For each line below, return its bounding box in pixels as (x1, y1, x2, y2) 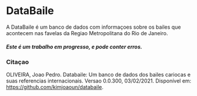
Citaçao (6, 57, 29, 66)
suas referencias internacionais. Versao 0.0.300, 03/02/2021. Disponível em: (6, 77, 192, 84)
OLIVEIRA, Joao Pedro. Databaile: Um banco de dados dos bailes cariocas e (6, 71, 191, 78)
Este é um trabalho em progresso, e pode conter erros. (6, 43, 142, 50)
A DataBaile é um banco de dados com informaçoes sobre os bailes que (6, 23, 181, 30)
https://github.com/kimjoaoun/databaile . (6, 84, 104, 91)
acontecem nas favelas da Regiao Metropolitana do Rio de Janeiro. (6, 29, 169, 36)
